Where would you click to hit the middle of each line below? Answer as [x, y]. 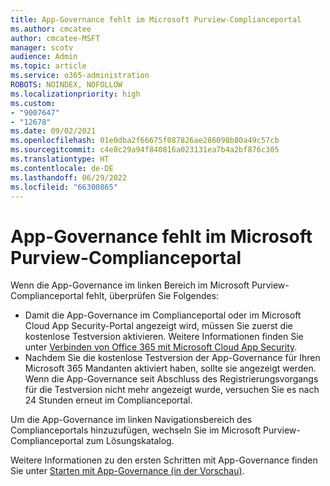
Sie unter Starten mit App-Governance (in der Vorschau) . [127, 471]
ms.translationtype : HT [60, 159]
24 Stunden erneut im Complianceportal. [108, 400]
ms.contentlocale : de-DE [62, 168]
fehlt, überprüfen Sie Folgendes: [152, 296]
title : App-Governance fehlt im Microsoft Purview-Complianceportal [156, 19]
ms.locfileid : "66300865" [64, 187]
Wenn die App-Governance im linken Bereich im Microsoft [130, 285]
